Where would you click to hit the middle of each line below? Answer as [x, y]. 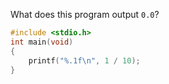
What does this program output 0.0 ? [85, 14]
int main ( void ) [42, 42]
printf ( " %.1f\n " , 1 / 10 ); [84, 60]
